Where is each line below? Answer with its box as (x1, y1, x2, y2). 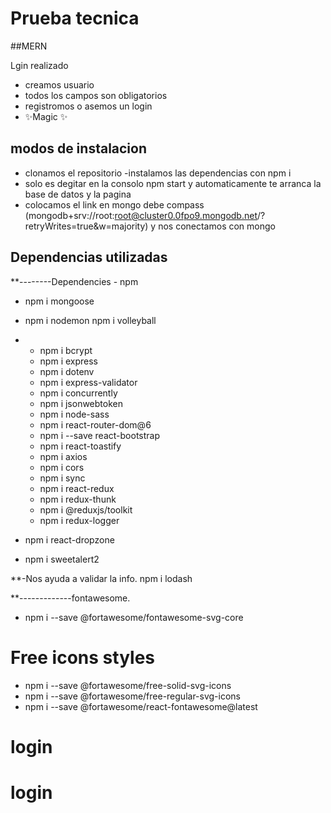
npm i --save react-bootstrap (39, 429, 161, 441)
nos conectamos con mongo (158, 220, 276, 232)
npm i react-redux (39, 482, 115, 494)
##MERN (10, 40, 48, 52)
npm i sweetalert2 (24, 553, 100, 565)
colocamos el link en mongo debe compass (24, 198, 205, 211)
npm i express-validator (39, 376, 138, 388)
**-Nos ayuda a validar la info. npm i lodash (10, 572, 193, 584)
